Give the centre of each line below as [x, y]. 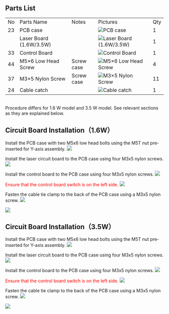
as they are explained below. [35, 113]
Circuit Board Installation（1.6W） [60, 130]
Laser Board [34, 38]
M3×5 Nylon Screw [43, 79]
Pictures [108, 22]
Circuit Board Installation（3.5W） [60, 227]
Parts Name [33, 22]
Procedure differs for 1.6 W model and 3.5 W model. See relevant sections [82, 108]
